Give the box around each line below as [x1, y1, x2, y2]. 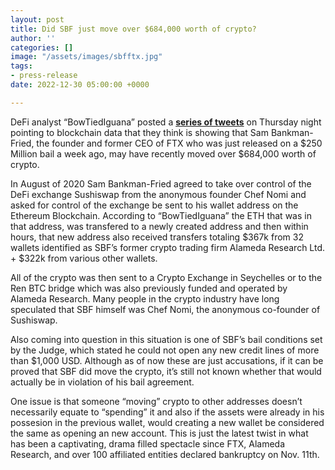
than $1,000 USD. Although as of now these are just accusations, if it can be [10, 354, 324, 366]
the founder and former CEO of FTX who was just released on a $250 [36, 137, 323, 149]
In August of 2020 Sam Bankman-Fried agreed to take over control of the [10, 177, 312, 190]
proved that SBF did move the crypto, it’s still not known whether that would [10, 365, 322, 377]
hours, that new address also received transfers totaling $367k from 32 [10, 231, 304, 243]
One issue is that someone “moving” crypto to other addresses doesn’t [10, 395, 303, 407]
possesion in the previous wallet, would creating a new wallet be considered [10, 416, 325, 428]
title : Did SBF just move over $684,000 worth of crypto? [10, 24, 257, 34]
